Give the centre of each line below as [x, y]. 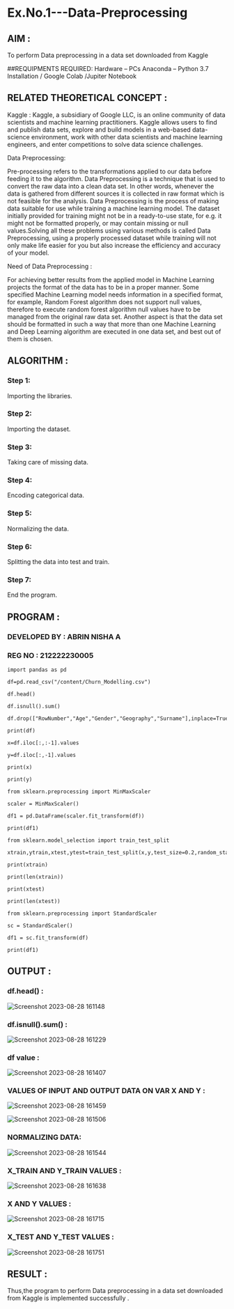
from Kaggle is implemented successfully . [68, 1298]
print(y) [20, 779]
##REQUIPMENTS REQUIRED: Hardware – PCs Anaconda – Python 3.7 [108, 69]
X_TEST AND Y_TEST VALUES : [61, 1237]
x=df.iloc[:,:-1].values [43, 743]
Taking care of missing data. [48, 462]
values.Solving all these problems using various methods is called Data [109, 230]
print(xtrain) [28, 865]
